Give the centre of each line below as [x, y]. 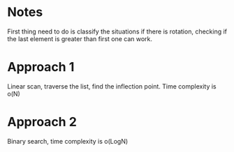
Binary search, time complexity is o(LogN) [68, 141]
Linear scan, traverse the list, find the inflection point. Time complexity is [112, 86]
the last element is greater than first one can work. [80, 38]
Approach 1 [41, 67]
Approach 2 [42, 122]
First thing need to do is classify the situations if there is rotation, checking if [117, 31]
